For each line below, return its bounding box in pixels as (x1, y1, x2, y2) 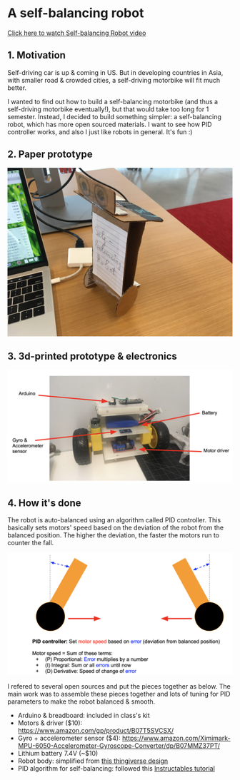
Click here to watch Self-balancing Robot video (7, 29, 146, 37)
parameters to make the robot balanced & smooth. (7, 697, 156, 706)
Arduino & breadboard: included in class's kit (17, 711, 150, 720)
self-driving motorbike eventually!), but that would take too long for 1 (7, 105, 209, 113)
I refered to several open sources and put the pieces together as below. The (7, 682, 231, 691)
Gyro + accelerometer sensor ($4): (17, 734, 121, 743)
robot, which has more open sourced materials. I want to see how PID (7, 120, 212, 128)
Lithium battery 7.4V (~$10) (17, 749, 99, 758)
